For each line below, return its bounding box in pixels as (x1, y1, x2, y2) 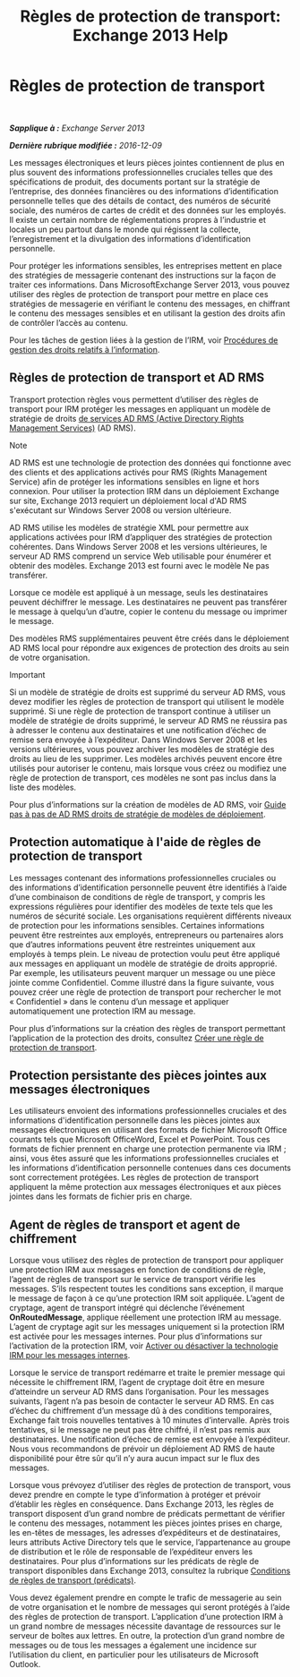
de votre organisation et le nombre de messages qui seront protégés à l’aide (9, 1602, 291, 1613)
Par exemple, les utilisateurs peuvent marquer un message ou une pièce (9, 967, 276, 978)
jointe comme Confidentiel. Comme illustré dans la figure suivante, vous (9, 977, 275, 988)
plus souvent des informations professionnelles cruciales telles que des (9, 167, 273, 177)
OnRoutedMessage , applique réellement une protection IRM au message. (9, 1312, 282, 1322)
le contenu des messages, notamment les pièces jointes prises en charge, (9, 1518, 283, 1528)
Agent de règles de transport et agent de (9, 1217, 241, 1232)
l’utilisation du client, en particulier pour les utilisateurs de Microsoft (9, 1649, 260, 1660)
